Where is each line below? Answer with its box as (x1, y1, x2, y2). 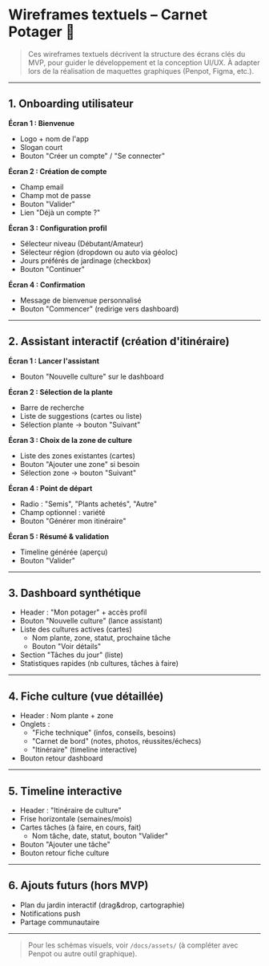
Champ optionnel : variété (19, 507, 106, 517)
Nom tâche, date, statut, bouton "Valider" (31, 831, 168, 840)
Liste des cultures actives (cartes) (19, 624, 132, 635)
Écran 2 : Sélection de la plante (8, 387, 114, 396)
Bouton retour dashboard (19, 753, 103, 763)
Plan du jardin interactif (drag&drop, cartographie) (19, 900, 186, 910)
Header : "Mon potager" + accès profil (19, 607, 147, 617)
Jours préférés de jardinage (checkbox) (19, 255, 151, 266)
